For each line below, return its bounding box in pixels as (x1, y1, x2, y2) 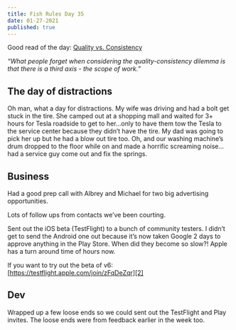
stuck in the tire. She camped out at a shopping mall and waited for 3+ (7, 112, 213, 120)
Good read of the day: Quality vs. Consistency (7, 43, 143, 52)
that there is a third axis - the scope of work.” (7, 65, 141, 73)
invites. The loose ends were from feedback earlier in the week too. (7, 315, 205, 324)
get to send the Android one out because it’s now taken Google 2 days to (7, 232, 221, 240)
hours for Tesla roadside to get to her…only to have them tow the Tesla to (7, 119, 222, 128)
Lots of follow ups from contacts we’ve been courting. (7, 211, 166, 219)
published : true (7, 24, 55, 31)
